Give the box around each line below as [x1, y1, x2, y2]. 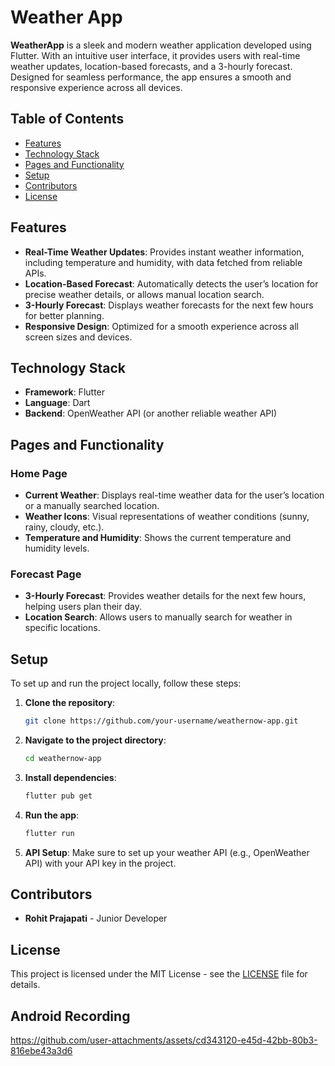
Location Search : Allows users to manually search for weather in [24, 611, 293, 623]
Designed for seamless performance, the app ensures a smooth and [10, 71, 292, 83]
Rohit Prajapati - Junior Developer [24, 912, 168, 925]
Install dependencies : [24, 771, 117, 783]
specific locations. [24, 622, 101, 634]
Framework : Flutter [24, 386, 106, 398]
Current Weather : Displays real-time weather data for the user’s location [24, 489, 325, 501]
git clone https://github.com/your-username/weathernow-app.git [24, 716, 299, 726]
